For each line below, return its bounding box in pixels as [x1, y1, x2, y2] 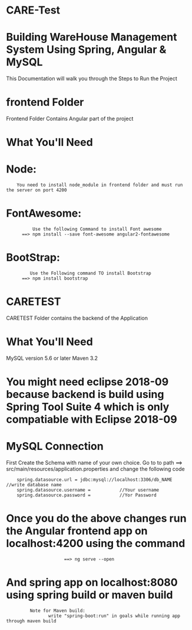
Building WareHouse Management [6, 31, 178, 44]
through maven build [6, 618, 57, 624]
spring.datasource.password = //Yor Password [16, 492, 157, 498]
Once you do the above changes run [6, 512, 187, 525]
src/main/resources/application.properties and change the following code [6, 466, 185, 473]
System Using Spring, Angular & [6, 43, 167, 57]
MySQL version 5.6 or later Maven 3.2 [6, 354, 98, 362]
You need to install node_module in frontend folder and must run [16, 182, 183, 188]
